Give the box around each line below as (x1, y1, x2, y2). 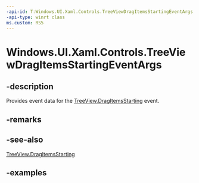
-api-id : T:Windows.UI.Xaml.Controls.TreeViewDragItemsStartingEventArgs (6, 8, 194, 15)
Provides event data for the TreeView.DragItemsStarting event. (6, 97, 160, 105)
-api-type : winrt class (6, 14, 66, 20)
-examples (6, 168, 47, 178)
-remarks (6, 114, 42, 125)
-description (6, 81, 54, 91)
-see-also (6, 135, 43, 145)
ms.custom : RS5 (6, 20, 44, 26)
